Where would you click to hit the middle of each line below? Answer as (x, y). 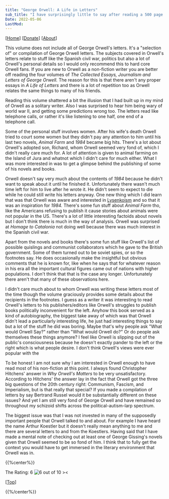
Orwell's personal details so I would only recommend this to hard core (78, 64)
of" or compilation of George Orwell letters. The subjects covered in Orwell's (84, 53)
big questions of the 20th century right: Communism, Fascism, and (75, 384)
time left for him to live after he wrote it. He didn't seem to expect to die (79, 190)
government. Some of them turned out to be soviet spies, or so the (74, 253)
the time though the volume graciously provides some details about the (79, 294)
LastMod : (14, 24)
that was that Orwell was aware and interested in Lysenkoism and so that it (82, 200)
